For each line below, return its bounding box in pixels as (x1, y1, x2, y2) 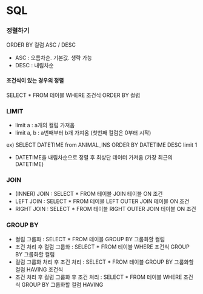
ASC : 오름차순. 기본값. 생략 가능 (15, 54, 93, 61)
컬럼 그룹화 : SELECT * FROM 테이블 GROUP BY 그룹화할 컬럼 (15, 235, 165, 242)
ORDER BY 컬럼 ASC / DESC (6, 41, 76, 48)
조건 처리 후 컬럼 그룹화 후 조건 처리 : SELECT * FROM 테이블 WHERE (15, 273, 182, 281)
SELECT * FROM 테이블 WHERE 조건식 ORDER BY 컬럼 (6, 92, 141, 99)
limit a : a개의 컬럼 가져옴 (15, 121, 75, 129)
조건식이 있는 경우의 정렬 (6, 77, 64, 84)
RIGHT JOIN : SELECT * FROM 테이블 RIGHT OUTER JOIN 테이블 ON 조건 (15, 205, 196, 213)
